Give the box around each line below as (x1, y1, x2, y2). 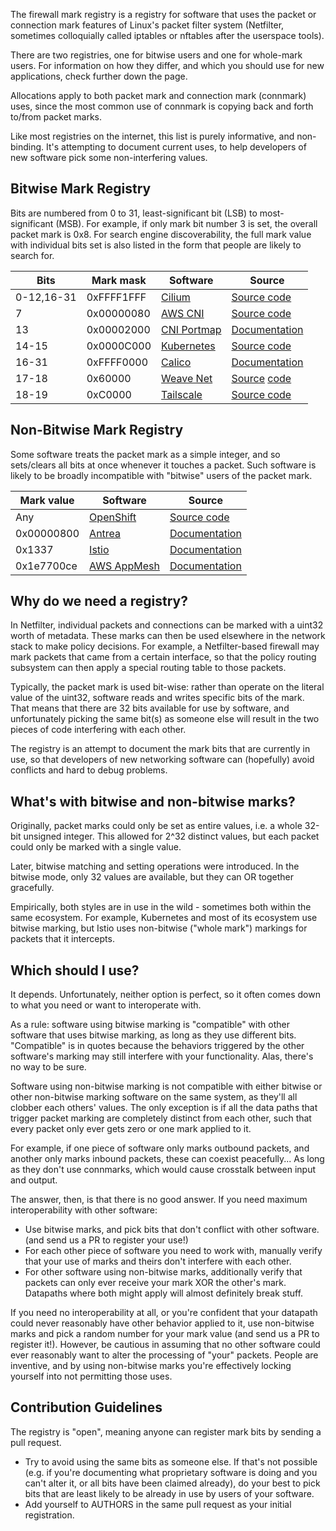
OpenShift (89, 510, 137, 524)
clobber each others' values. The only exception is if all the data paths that (10, 1102, 318, 1114)
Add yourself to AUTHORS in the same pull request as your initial (24, 1498, 292, 1510)
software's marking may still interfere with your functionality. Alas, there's (10, 1050, 314, 1063)
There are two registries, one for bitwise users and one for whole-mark (10, 49, 303, 61)
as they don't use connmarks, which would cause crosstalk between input (10, 1164, 317, 1176)
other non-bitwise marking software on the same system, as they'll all (10, 1091, 298, 1103)
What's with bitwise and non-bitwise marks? (10, 793, 296, 810)
